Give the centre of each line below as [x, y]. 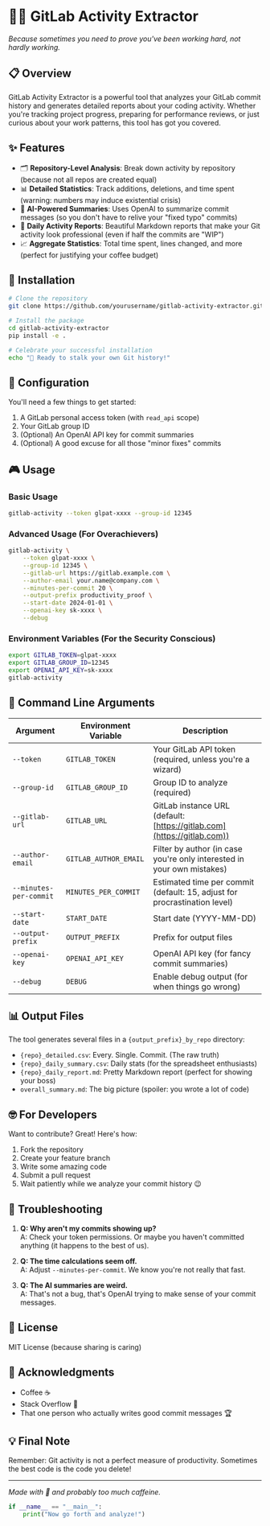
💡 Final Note [39, 1441]
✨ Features [37, 148]
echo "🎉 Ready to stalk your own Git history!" [90, 357]
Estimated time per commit [204, 882]
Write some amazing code [63, 1167]
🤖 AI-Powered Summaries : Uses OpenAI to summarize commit [124, 208]
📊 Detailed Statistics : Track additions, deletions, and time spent [127, 188]
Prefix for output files [193, 937]
